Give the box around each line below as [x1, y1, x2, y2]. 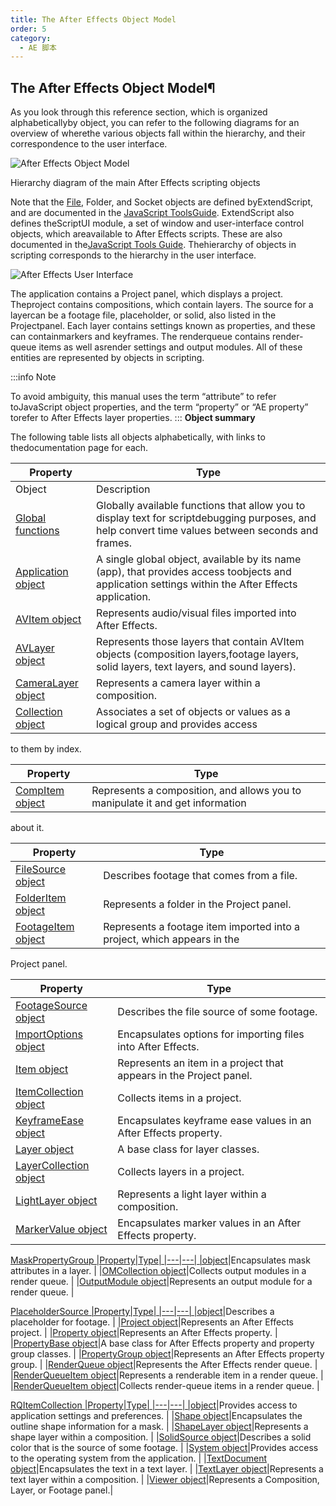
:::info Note [10, 371, 57, 383]
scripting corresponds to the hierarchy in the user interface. [10, 249, 257, 261]
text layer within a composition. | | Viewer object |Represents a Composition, [10, 1474, 320, 1486]
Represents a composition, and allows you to [91, 784, 302, 798]
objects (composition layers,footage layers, [96, 647, 299, 661]
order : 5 [10, 24, 47, 34]
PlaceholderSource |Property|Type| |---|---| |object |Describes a [10, 1306, 275, 1318]
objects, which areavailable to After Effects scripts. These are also [10, 228, 283, 240]
